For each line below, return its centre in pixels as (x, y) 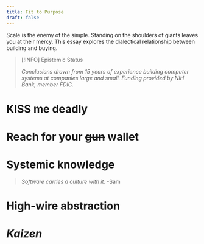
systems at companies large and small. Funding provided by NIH (103, 78)
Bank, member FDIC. (47, 84)
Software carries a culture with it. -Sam (71, 181)
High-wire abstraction (63, 206)
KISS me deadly (47, 109)
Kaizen (24, 234)
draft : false (23, 18)
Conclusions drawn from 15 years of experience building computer (105, 71)
